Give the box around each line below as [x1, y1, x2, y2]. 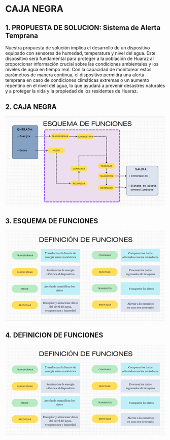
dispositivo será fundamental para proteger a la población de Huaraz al [5, 55, 154, 62]
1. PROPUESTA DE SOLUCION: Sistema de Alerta [5, 23, 161, 32]
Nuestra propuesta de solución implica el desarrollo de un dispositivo [5, 45, 150, 51]
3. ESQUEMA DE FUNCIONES [5, 217, 98, 225]
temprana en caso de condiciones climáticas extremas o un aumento [5, 77, 150, 83]
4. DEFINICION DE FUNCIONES [5, 331, 104, 339]
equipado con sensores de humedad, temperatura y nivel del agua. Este [5, 50, 156, 56]
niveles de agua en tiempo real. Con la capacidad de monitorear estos [5, 67, 152, 72]
